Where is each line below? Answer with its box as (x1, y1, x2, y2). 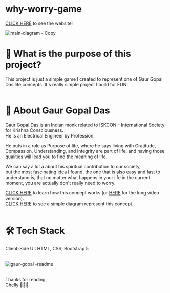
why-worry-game (5, 3, 82, 15)
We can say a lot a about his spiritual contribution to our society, (5, 163, 141, 169)
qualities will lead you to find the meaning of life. (5, 153, 108, 160)
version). (5, 195, 24, 201)
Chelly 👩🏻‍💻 (5, 282, 29, 288)
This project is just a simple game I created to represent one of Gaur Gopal (5, 75, 163, 82)
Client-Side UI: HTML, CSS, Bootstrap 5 (5, 245, 89, 251)
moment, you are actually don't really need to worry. (5, 180, 116, 186)
